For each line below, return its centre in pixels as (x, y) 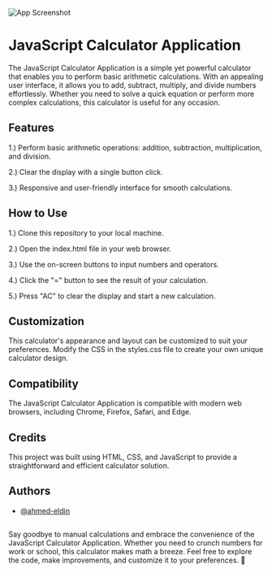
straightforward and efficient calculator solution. (89, 466)
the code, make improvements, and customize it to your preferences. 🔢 (127, 560)
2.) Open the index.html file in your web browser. (90, 249)
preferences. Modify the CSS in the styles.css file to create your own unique (136, 349)
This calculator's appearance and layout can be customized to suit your (128, 341)
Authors (30, 491)
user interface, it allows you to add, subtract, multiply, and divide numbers (132, 85)
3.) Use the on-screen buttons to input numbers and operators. (114, 264)
